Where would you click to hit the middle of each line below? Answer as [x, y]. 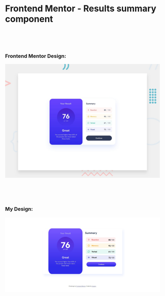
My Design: [19, 209]
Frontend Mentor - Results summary [81, 9]
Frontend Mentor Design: [36, 56]
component [29, 19]
